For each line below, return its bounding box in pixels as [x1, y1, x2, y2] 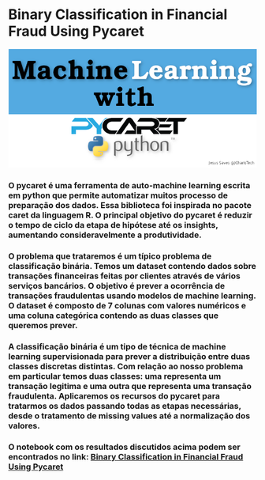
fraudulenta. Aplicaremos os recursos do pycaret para [8, 390, 221, 401]
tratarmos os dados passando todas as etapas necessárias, [8, 400, 242, 411]
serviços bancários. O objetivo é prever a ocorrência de [8, 280, 226, 291]
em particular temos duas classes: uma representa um [8, 370, 222, 381]
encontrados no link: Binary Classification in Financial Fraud [8, 451, 244, 462]
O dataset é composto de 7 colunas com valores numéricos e [8, 300, 247, 311]
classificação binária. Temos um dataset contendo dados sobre [8, 260, 256, 271]
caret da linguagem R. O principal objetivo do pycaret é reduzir [8, 210, 252, 221]
